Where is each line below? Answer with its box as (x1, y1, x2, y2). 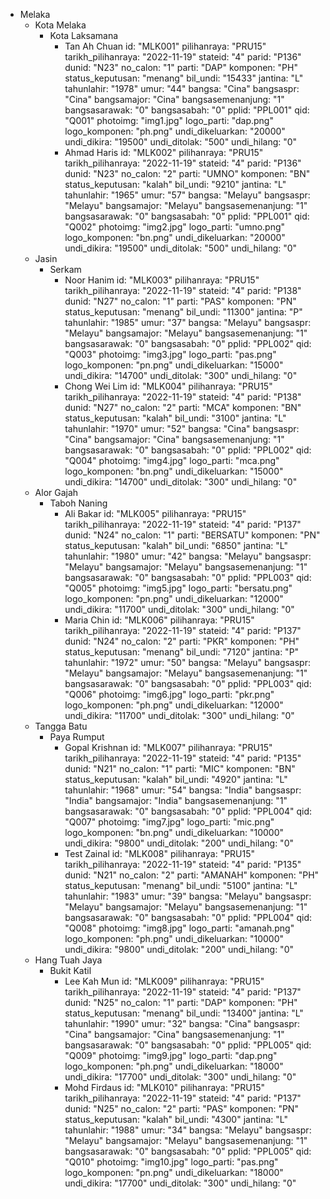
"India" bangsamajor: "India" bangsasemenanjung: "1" (64, 795, 288, 806)
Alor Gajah (34, 487, 79, 498)
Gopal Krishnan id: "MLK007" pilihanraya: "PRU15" (64, 742, 273, 753)
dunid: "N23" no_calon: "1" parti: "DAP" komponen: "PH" (64, 62, 298, 73)
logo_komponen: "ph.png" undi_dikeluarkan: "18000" (64, 1060, 284, 1072)
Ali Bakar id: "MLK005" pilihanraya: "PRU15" (64, 508, 247, 519)
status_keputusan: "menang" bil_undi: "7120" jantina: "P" (64, 646, 300, 658)
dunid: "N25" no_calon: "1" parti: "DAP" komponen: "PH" (64, 997, 298, 1008)
